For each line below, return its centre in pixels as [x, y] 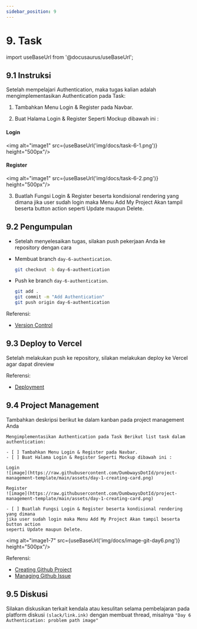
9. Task [24, 40]
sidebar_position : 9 [31, 11]
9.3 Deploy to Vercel [44, 344]
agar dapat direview [30, 364]
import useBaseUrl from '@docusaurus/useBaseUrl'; [70, 57]
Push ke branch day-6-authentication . [61, 281]
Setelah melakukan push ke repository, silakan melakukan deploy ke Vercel [97, 357]
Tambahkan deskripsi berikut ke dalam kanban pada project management [95, 419]
